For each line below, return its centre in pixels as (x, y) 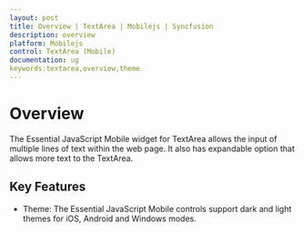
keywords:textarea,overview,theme (75, 69)
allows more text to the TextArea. (71, 158)
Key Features (48, 187)
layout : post (34, 18)
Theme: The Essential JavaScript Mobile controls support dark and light (157, 208)
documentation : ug (44, 60)
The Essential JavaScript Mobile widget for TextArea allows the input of (143, 138)
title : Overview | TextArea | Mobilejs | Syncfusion (111, 26)
